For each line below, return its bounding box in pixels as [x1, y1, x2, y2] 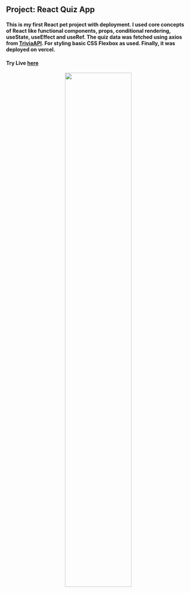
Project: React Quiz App [6, 5, 95, 15]
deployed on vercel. [6, 46, 56, 53]
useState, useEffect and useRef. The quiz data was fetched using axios [6, 33, 182, 40]
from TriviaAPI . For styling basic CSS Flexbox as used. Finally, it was [6, 39, 175, 46]
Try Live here [6, 59, 39, 66]
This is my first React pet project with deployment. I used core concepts [6, 21, 185, 28]
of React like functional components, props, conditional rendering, [6, 27, 171, 34]
